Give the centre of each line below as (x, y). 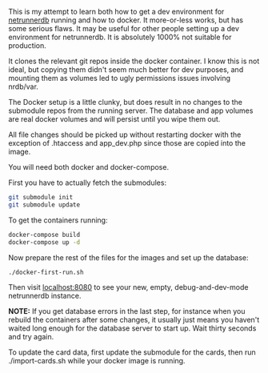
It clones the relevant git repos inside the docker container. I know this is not (134, 61)
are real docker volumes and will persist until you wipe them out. (114, 119)
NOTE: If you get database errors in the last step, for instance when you (127, 311)
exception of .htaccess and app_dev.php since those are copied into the (127, 143)
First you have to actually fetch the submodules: (87, 182)
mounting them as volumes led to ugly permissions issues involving (119, 78)
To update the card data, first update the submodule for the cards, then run (132, 352)
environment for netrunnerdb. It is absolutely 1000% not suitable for (120, 37)
